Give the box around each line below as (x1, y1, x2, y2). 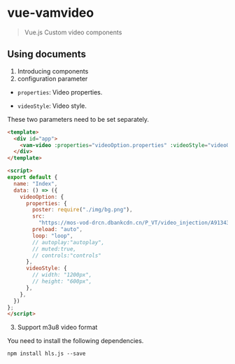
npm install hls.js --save (7, 350, 86, 358)
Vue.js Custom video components (24, 28, 122, 36)
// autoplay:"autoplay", (32, 239, 105, 246)
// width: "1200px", (32, 272, 92, 279)
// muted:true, (32, 245, 77, 253)
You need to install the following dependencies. (7, 337, 144, 345)
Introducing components (17, 66, 89, 75)
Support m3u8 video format (17, 323, 98, 332)
